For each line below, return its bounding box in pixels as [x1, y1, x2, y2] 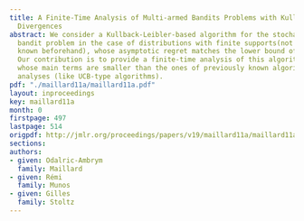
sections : [9, 139, 47, 148]
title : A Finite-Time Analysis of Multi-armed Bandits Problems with [9, 13, 278, 23]
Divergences [17, 22, 63, 31]
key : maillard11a [9, 97, 75, 106]
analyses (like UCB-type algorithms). [17, 72, 165, 81]
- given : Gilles [9, 189, 71, 198]
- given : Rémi [9, 172, 63, 181]
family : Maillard [17, 164, 83, 173]
